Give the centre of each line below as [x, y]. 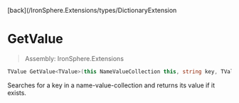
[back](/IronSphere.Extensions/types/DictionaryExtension [92, 10]
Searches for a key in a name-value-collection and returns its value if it [111, 85]
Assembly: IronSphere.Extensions [74, 58]
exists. [17, 92]
